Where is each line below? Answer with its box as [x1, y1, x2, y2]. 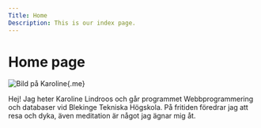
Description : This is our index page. [8, 19, 136, 27]
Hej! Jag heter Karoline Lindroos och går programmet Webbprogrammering [8, 94, 254, 104]
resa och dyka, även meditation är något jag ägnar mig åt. [8, 111, 196, 121]
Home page [8, 53, 85, 71]
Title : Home [8, 11, 47, 20]
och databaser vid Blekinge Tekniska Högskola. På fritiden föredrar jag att [8, 103, 249, 112]
